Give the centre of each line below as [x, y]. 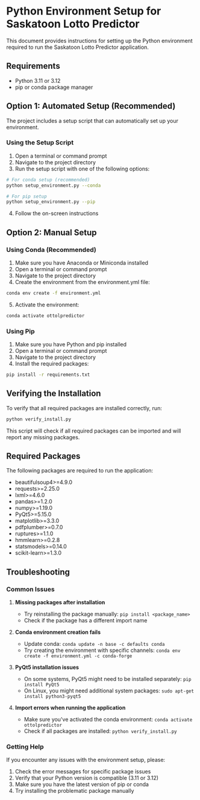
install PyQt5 [42, 685]
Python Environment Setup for [84, 11]
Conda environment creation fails [58, 632]
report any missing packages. [43, 437]
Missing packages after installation [60, 602]
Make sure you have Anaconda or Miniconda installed [82, 263]
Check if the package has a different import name [86, 621]
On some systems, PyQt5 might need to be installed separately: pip [108, 679]
